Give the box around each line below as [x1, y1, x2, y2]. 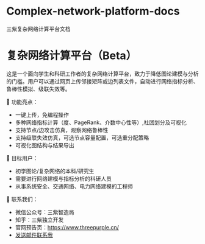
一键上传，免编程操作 [15, 111, 69, 118]
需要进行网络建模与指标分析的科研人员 [15, 175, 112, 182]
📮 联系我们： [6, 195, 38, 203]
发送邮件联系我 [15, 231, 53, 239]
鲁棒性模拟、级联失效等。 [6, 85, 71, 92]
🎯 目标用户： [6, 154, 38, 162]
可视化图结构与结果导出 [15, 141, 74, 148]
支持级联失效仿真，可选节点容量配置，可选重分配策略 [15, 134, 149, 141]
